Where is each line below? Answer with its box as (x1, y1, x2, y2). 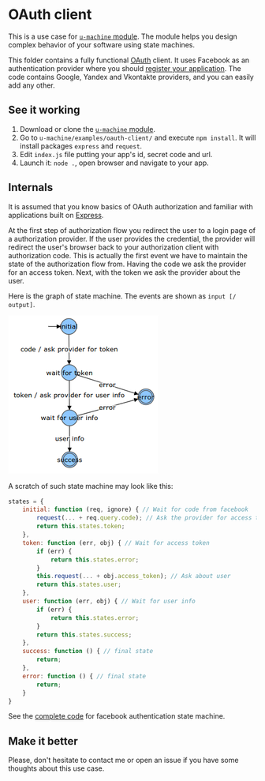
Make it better (8, 734, 79, 748)
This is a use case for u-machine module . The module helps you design (8, 32, 238, 41)
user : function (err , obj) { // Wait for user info (22, 598, 196, 606)
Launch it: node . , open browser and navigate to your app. (19, 158, 209, 167)
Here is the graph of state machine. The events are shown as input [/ (8, 291, 237, 301)
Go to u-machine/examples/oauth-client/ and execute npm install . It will (19, 133, 256, 142)
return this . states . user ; (36, 580, 122, 589)
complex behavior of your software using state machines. (8, 39, 196, 49)
